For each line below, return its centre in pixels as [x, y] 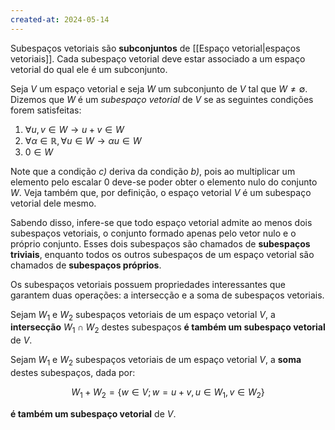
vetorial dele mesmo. [53, 203]
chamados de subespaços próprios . [86, 265]
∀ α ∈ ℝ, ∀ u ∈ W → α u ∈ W [83, 140]
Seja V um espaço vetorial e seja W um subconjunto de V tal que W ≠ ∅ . [159, 88]
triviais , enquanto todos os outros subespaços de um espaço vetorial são [162, 254]
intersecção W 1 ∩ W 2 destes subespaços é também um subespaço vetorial [168, 328]
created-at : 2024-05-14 [60, 19]
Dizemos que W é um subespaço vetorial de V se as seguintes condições [162, 99]
